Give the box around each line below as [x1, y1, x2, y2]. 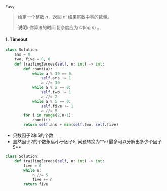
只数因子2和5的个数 [12, 132, 54, 138]
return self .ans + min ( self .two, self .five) [23, 122, 119, 128]
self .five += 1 [41, 103, 73, 109]
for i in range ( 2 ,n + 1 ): [23, 113, 73, 118]
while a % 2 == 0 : [32, 85, 71, 90]
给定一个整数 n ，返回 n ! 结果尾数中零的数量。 [17, 14, 113, 20]
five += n [32, 177, 53, 182]
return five [23, 182, 49, 187]
